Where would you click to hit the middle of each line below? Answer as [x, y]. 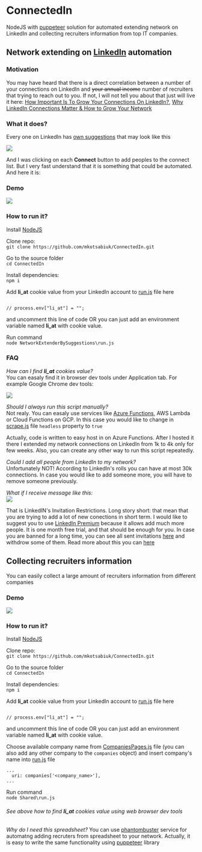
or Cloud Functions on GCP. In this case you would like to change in [90, 419]
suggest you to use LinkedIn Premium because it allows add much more [95, 523]
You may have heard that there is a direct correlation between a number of [99, 82]
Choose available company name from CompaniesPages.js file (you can [95, 747]
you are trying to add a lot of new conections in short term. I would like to [97, 517]
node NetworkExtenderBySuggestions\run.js [60, 343]
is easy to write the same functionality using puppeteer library [83, 842]
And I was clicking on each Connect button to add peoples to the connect [98, 159]
